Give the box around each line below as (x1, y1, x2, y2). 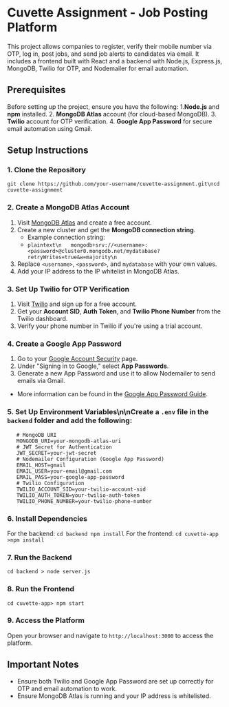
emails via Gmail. (17, 377, 65, 385)
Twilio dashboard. (17, 315, 68, 323)
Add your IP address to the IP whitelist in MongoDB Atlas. (17, 267, 180, 275)
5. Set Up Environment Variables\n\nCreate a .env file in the (7, 407, 209, 417)
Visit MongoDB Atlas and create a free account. (17, 218, 153, 227)
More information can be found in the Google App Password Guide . (17, 390, 208, 398)
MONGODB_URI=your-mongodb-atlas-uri (16, 438, 122, 444)
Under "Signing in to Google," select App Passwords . (17, 362, 169, 370)
